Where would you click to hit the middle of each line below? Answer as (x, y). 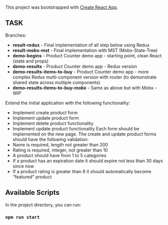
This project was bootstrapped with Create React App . (62, 7)
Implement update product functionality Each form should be (76, 128)
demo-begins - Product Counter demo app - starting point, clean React (87, 55)
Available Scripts (32, 193)
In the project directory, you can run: (43, 205)
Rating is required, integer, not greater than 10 (60, 150)
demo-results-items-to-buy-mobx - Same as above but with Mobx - (85, 88)
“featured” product (32, 177)
